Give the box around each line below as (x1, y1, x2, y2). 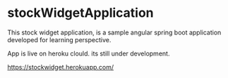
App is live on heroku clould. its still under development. (7, 49, 170, 58)
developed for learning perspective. (7, 35, 112, 44)
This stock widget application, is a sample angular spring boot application (7, 28, 222, 37)
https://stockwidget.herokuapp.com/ (7, 63, 114, 71)
